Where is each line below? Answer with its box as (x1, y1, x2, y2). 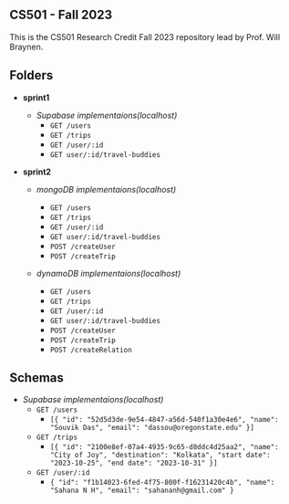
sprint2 (22, 166, 52, 177)
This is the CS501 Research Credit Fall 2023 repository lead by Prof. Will (9, 31, 281, 42)
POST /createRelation (49, 345, 132, 354)
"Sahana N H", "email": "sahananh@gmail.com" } (49, 486, 234, 496)
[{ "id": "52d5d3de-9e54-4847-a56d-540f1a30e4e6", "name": (49, 415, 280, 425)
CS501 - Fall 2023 (9, 7, 113, 23)
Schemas (9, 370, 64, 386)
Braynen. (9, 41, 44, 52)
